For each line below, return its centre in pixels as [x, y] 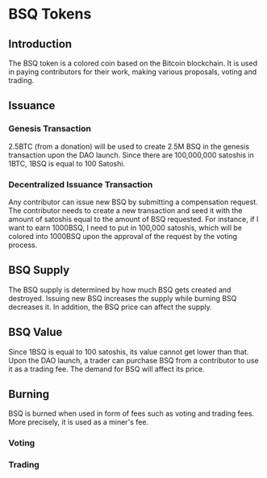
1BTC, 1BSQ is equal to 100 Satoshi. [67, 163]
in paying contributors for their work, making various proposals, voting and [132, 72]
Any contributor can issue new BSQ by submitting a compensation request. [133, 202]
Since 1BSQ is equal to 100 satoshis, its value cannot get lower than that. [129, 351]
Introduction [40, 44]
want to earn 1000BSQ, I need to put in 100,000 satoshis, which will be [125, 228]
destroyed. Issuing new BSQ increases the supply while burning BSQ [123, 298]
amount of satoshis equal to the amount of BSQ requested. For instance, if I [133, 219]
